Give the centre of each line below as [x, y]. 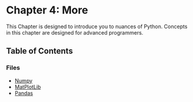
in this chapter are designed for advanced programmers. [75, 32]
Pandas [24, 93]
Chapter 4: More [47, 10]
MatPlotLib [28, 87]
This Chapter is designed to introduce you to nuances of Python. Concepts [97, 26]
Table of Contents [40, 51]
